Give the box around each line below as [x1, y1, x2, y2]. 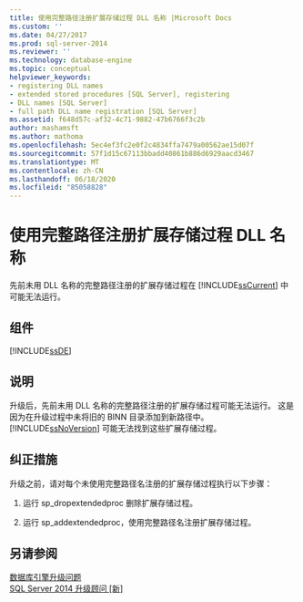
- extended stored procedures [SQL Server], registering [9, 89, 230, 99]
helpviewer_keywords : [9, 73, 92, 82]
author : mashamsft [9, 124, 79, 133]
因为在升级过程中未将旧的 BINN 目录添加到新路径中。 [9, 411, 209, 422]
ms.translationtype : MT [9, 157, 100, 167]
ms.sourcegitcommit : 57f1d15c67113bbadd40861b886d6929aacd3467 [9, 149, 255, 158]
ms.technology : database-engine [9, 56, 132, 65]
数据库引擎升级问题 [9, 572, 82, 583]
